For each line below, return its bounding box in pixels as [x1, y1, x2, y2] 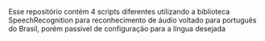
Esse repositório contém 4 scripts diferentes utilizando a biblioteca [8, 7, 230, 16]
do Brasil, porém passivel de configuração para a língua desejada [8, 24, 226, 33]
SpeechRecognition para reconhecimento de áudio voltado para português [8, 15, 257, 25]
